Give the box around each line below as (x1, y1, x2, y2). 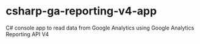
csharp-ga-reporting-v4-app (5, 4, 157, 18)
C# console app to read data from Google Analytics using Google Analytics (5, 24, 195, 31)
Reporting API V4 (5, 30, 49, 37)
